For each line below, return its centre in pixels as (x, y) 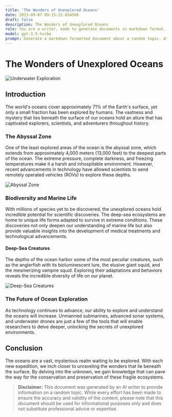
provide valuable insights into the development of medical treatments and (83, 231)
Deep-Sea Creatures (28, 248)
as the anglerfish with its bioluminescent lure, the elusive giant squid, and (83, 265)
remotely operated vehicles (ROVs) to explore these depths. (68, 174)
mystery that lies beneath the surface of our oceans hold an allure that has (84, 117)
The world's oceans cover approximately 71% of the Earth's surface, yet (81, 107)
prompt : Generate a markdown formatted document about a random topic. (83, 39)
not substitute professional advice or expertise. (68, 409)
